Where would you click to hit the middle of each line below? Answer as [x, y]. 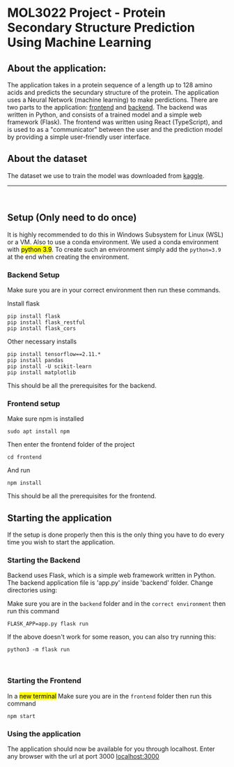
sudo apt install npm [39, 432]
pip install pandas [36, 360]
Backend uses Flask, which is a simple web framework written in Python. [111, 575]
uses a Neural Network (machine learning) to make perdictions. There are [113, 100]
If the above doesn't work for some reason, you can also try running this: [112, 637]
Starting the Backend [44, 560]
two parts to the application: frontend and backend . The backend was [107, 107]
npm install [24, 483]
